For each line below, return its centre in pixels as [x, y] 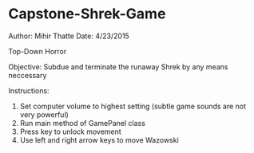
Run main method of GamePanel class [83, 123]
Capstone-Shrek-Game [87, 14]
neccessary [28, 75]
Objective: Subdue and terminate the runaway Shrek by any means [118, 67]
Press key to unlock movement [70, 131]
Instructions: [29, 90]
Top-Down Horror [38, 51]
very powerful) [44, 114]
